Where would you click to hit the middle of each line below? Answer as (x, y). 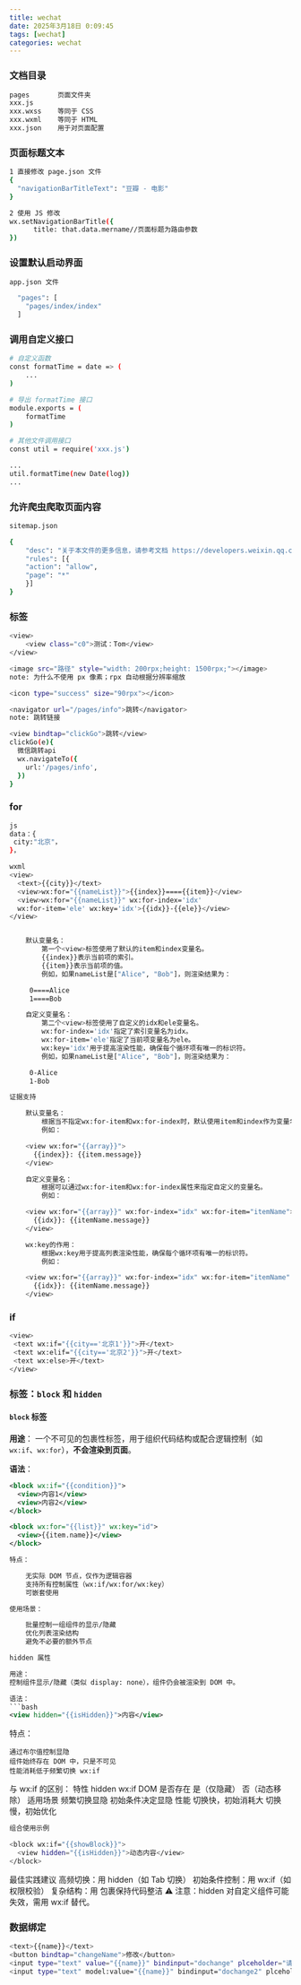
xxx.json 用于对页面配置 (57, 128)
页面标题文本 (37, 152)
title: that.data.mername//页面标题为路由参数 (116, 230)
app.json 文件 (34, 282)
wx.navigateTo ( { (47, 758)
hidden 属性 (30, 1658)
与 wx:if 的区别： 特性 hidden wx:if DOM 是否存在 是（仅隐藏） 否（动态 (142, 1789)
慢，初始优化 (33, 1811)
